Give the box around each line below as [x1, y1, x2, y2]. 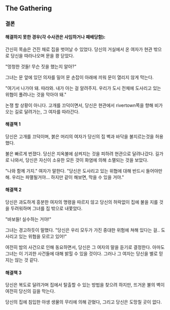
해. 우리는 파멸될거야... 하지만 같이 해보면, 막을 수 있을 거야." [5, 174, 124, 180]
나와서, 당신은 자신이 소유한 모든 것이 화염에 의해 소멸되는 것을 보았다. [10, 157, 149, 163]
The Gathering [5, 4, 52, 13]
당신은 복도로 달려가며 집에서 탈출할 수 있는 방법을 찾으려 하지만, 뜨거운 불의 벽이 [5, 282, 165, 288]
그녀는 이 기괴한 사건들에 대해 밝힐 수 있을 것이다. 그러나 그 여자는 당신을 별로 [5, 250, 158, 257]
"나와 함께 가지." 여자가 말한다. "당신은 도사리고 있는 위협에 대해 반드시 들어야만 [5, 167, 162, 174]
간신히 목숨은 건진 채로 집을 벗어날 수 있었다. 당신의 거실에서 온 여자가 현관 [5, 46, 153, 52]
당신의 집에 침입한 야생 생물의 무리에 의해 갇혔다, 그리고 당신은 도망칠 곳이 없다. [5, 299, 162, 305]
